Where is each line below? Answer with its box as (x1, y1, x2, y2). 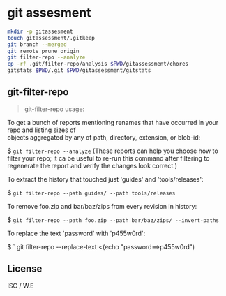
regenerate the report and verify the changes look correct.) (7, 161, 178, 170)
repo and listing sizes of (7, 126, 77, 134)
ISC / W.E (7, 281, 34, 290)
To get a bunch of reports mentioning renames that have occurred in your (7, 118, 219, 126)
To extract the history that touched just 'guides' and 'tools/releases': (7, 175, 204, 183)
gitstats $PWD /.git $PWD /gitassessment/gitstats (7, 67, 151, 74)
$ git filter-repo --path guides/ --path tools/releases (7, 188, 176, 197)
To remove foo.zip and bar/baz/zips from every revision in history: (7, 202, 197, 210)
